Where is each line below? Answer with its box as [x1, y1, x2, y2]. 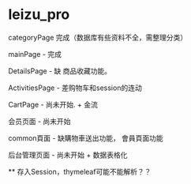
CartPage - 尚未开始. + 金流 [8, 100, 99, 109]
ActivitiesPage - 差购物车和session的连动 [8, 83, 142, 92]
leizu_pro [8, 6, 70, 24]
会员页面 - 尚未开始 [8, 116, 71, 126]
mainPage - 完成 [8, 49, 62, 58]
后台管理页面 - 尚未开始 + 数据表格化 [8, 150, 128, 160]
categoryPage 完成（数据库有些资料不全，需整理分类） [8, 32, 188, 42]
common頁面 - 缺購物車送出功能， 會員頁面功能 [8, 133, 163, 143]
